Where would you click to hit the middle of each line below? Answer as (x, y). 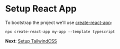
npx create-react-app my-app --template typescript (60, 31)
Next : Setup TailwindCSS (31, 41)
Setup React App (41, 9)
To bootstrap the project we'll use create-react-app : (59, 22)
